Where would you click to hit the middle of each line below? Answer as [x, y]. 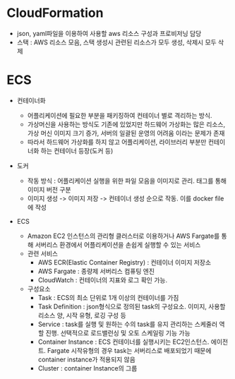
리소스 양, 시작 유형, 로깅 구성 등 [82, 315]
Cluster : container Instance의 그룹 [88, 368]
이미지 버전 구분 [49, 189]
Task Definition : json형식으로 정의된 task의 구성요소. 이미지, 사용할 [132, 306]
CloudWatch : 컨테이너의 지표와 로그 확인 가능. [102, 279]
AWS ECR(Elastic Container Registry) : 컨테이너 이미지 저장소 [125, 262]
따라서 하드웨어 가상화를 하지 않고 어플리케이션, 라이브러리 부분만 [117, 142]
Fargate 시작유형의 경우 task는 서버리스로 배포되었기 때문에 [129, 350]
